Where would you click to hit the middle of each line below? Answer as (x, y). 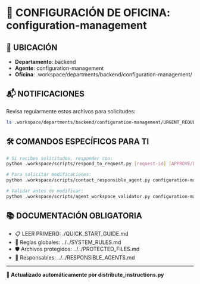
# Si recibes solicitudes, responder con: (60, 158)
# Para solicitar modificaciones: (49, 175)
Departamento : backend (45, 62)
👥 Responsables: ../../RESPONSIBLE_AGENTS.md (75, 257)
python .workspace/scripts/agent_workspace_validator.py (78, 196)
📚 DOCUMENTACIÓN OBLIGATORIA (74, 216)
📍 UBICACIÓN (32, 47)
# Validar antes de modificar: (45, 191)
